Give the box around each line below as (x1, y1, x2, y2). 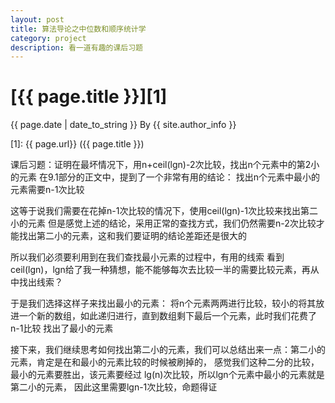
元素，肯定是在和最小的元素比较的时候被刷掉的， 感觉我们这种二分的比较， (10, 356, 320, 368)
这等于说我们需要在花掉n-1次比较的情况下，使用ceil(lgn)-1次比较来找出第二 (10, 205, 318, 217)
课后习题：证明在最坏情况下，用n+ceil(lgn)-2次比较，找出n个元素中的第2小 (10, 159, 320, 171)
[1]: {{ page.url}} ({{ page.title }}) (10, 138, 145, 150)
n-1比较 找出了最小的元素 (10, 322, 114, 335)
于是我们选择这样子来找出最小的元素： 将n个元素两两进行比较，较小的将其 (10, 297, 317, 310)
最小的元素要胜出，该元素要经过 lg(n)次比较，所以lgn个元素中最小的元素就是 (10, 369, 325, 381)
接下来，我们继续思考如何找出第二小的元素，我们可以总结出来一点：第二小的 (10, 344, 326, 356)
